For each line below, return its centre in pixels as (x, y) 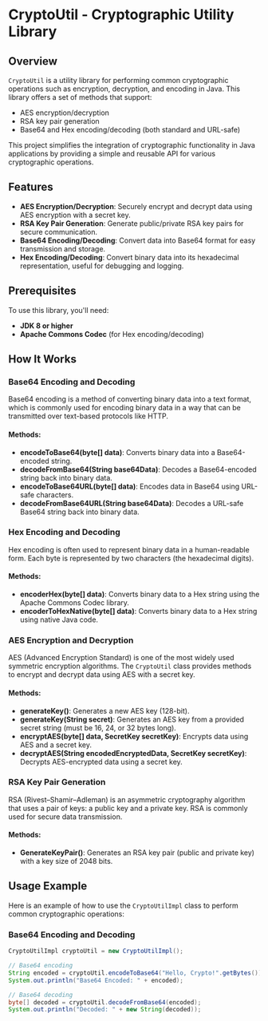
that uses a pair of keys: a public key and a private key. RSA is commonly (128, 808)
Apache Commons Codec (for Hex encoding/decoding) (112, 334)
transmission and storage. (63, 248)
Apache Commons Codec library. (75, 603)
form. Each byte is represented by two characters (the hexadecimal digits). (131, 558)
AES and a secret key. (56, 745)
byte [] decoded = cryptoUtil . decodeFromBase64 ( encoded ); (105, 1002)
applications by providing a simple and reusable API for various (112, 154)
